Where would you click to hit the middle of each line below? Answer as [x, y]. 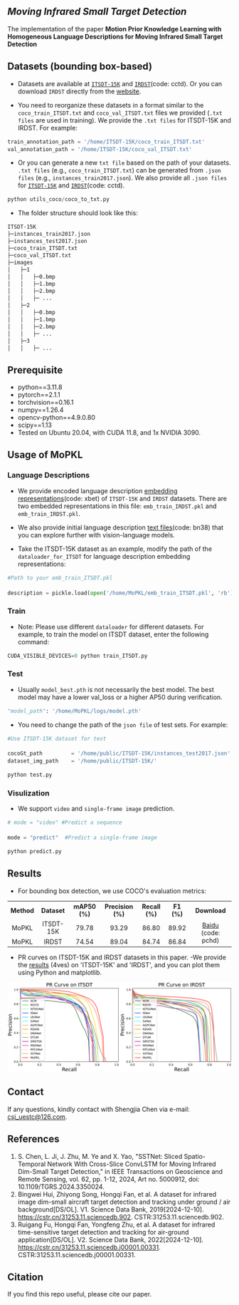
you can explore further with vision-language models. [96, 535]
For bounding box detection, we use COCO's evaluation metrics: [112, 891]
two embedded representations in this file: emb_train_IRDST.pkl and [117, 506]
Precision [119, 907]
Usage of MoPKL [45, 455]
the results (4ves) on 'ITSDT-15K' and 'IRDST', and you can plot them [119, 965]
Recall [152, 907]
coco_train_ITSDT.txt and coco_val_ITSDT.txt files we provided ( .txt [120, 113]
